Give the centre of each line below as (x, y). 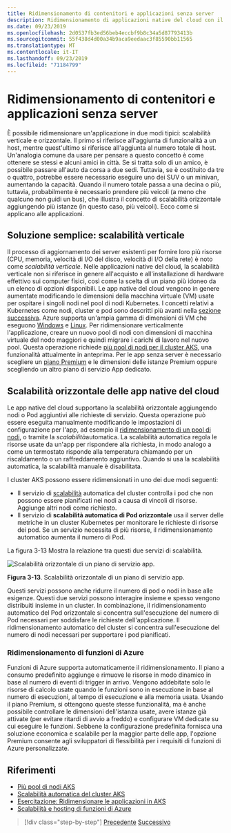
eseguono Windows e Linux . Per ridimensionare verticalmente (96, 325)
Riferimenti (32, 770)
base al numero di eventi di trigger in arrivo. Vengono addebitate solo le (109, 682)
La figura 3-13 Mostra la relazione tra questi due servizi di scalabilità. (105, 550)
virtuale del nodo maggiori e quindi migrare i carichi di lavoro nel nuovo (108, 340)
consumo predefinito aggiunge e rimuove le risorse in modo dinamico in (109, 675)
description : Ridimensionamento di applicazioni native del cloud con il (115, 20)
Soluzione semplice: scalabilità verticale (96, 235)
